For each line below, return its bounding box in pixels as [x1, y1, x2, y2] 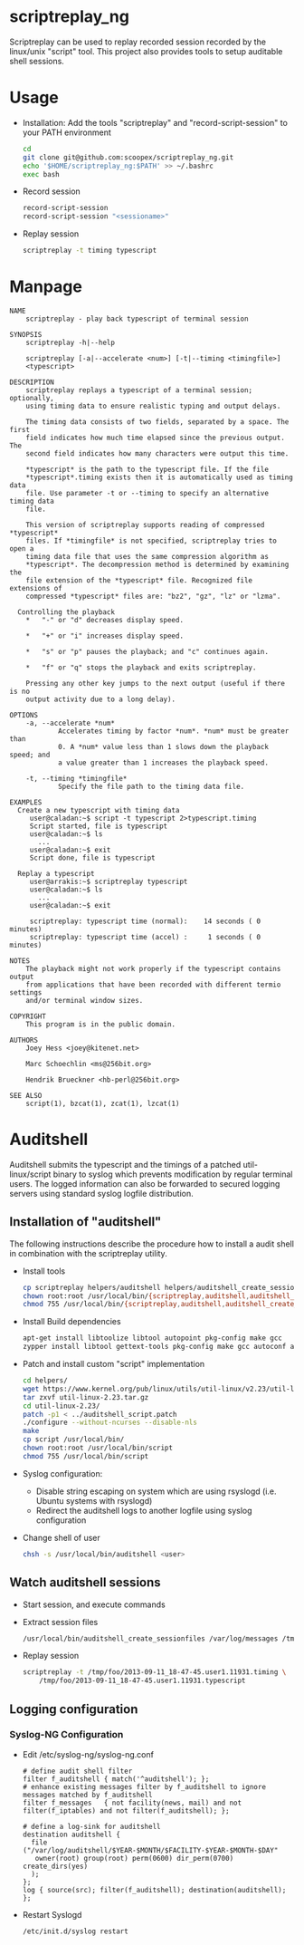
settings [9, 987, 43, 997]
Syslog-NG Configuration [9, 1728, 124, 1741]
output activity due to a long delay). [25, 695, 176, 704]
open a [9, 544, 34, 554]
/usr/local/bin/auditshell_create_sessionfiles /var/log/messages [22, 1633, 279, 1643]
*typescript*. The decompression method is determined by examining [25, 560, 290, 569]
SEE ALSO [9, 1091, 43, 1100]
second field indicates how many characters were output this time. [25, 448, 290, 458]
